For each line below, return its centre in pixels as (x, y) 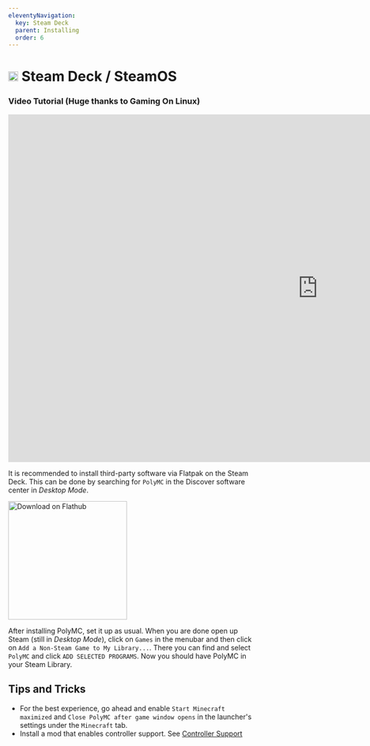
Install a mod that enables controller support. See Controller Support (131, 733)
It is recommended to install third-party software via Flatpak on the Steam (128, 473)
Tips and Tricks (47, 689)
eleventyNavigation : (42, 15)
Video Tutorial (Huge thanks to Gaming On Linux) (104, 101)
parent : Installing (47, 30)
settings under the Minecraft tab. (74, 725)
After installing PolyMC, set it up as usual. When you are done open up (123, 631)
